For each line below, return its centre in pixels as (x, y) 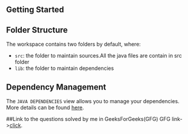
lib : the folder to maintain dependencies (64, 68)
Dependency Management (56, 87)
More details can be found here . (45, 108)
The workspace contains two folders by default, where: (73, 44)
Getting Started (35, 10)
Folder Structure (37, 30)
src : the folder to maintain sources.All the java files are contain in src (98, 56)
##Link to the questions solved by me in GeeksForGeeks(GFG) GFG (88, 119)
